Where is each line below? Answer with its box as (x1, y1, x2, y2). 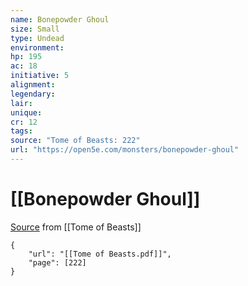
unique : (10, 107, 43, 118)
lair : (10, 98, 33, 108)
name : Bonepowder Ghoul (10, 14, 110, 25)
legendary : (10, 89, 56, 99)
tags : (10, 126, 33, 136)
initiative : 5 (10, 71, 70, 81)
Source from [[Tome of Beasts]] (10, 221, 142, 233)
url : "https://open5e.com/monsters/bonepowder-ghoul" (10, 145, 240, 155)
